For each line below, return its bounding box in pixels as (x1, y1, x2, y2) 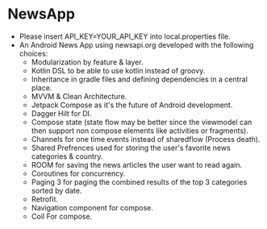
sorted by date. (31, 185, 82, 195)
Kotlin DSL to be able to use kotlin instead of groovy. (31, 65, 206, 75)
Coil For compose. (31, 211, 93, 221)
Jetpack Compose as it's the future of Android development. (31, 100, 233, 110)
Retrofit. (31, 194, 58, 204)
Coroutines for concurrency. (31, 169, 126, 178)
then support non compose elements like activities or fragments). (31, 126, 249, 135)
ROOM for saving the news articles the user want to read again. (31, 160, 243, 169)
